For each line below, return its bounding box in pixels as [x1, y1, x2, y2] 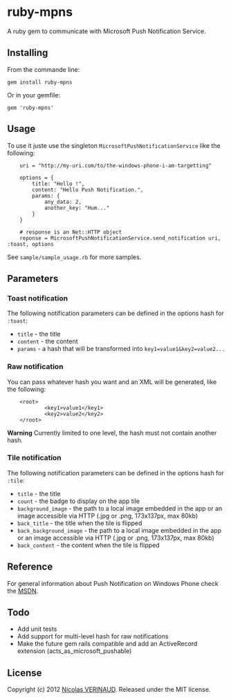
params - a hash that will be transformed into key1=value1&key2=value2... [17, 345, 225, 353]
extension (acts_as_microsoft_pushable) [17, 647, 132, 655]
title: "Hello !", [32, 180, 85, 187]
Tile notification [7, 453, 62, 463]
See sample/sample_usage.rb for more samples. [7, 253, 142, 261]
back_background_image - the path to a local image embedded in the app [17, 526, 222, 534]
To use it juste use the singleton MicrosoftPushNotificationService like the [7, 141, 221, 149]
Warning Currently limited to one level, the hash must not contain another [7, 428, 217, 437]
